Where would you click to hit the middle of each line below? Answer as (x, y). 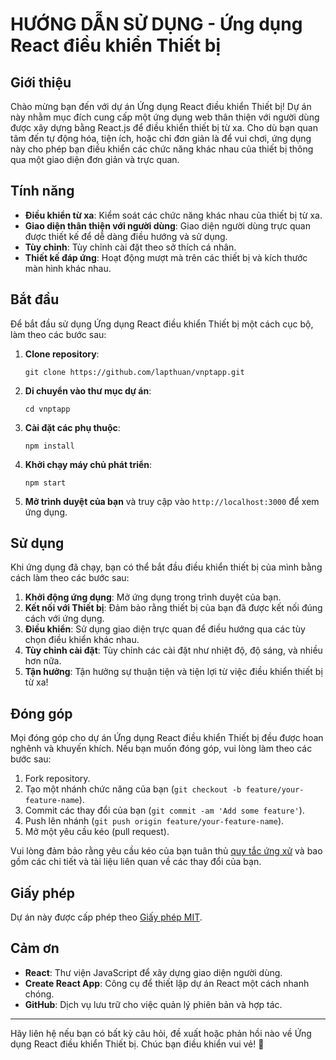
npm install (49, 446)
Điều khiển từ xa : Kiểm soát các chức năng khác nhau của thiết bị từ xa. (173, 215)
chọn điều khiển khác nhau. (82, 640)
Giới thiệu (41, 82)
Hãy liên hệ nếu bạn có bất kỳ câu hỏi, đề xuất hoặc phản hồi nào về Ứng (161, 1033)
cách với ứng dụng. (64, 619)
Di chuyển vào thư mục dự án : (88, 390)
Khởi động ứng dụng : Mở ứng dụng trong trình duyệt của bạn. (153, 597)
